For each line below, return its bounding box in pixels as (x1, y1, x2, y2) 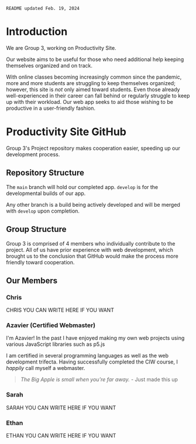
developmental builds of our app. (6, 190, 86, 197)
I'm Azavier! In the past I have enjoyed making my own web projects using (6, 335, 185, 342)
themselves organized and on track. (6, 62, 92, 69)
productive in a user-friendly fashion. (6, 105, 95, 112)
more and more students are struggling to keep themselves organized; (6, 79, 176, 86)
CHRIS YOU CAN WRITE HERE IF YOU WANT (6, 307, 114, 314)
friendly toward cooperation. (6, 258, 75, 265)
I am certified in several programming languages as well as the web (6, 352, 169, 359)
